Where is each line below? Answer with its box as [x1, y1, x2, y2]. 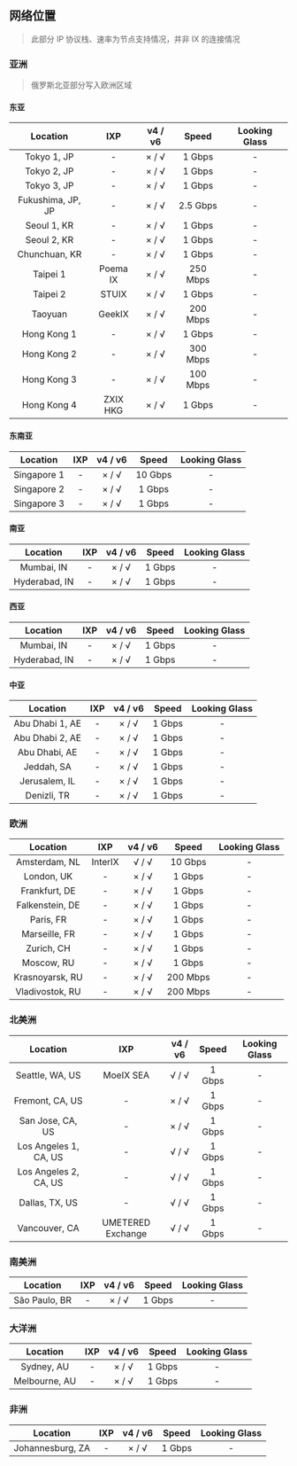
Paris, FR [29, 914, 67, 926]
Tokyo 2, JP [25, 165, 74, 177]
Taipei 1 [32, 269, 66, 281]
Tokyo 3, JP [25, 180, 74, 192]
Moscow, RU [21, 956, 75, 969]
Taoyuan [31, 308, 68, 321]
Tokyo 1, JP [25, 151, 74, 163]
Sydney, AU [20, 1361, 70, 1373]
